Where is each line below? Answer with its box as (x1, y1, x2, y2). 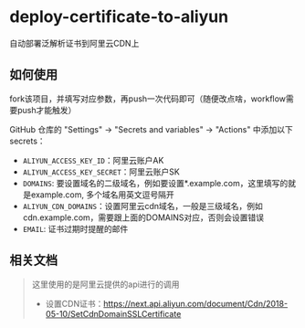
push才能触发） (16, 104, 77, 115)
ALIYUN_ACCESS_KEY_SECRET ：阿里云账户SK (22, 166, 180, 177)
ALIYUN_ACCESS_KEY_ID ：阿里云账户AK (22, 154, 164, 165)
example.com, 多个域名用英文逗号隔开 (30, 189, 175, 200)
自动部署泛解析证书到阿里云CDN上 (9, 37, 140, 48)
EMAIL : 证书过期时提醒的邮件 (22, 223, 129, 234)
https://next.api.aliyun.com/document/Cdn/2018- (103, 298, 289, 309)
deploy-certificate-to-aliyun (9, 6, 229, 27)
